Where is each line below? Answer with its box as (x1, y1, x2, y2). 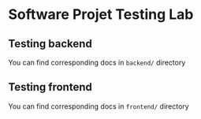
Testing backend (8, 37, 92, 50)
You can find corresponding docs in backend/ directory (8, 58, 186, 67)
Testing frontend (8, 80, 92, 94)
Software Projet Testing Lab (8, 6, 194, 24)
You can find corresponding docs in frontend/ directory (8, 101, 189, 111)
